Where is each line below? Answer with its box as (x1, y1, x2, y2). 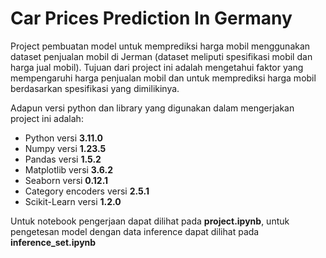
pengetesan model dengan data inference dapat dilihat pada (10, 225, 260, 237)
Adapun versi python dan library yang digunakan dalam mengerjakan (10, 102, 295, 114)
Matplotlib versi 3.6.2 (24, 163, 114, 176)
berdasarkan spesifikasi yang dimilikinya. (10, 82, 180, 94)
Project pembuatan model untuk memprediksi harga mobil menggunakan (10, 40, 311, 52)
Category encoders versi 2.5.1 (24, 185, 150, 197)
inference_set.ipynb (10, 236, 97, 248)
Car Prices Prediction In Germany (10, 7, 293, 30)
